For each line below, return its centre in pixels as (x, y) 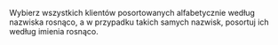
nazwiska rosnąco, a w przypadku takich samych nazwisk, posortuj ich (139, 22)
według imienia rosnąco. (54, 31)
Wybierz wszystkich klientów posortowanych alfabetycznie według (132, 13)
